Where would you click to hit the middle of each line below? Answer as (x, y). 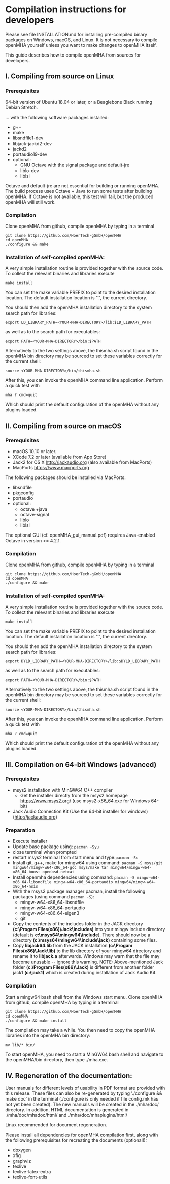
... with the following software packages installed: (57, 117)
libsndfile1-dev (28, 138)
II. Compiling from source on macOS (63, 426)
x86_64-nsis (25, 887)
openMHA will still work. (30, 202)
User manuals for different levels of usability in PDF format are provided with (85, 1088)
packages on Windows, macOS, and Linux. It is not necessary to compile (81, 40)
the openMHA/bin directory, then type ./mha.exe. (57, 1059)
